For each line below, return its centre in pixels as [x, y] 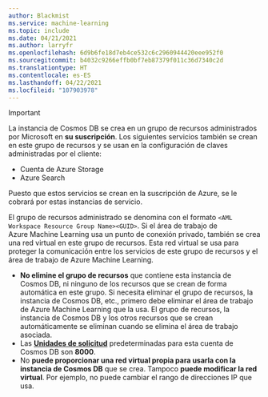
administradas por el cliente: [55, 154]
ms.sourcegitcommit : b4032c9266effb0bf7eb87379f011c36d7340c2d [116, 61]
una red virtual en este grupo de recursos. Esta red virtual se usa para [124, 243]
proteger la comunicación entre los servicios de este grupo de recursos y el [133, 251]
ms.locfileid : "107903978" [53, 90]
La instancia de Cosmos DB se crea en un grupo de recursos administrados [133, 128]
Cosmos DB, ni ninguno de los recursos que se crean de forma [123, 284]
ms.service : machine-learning [59, 23]
